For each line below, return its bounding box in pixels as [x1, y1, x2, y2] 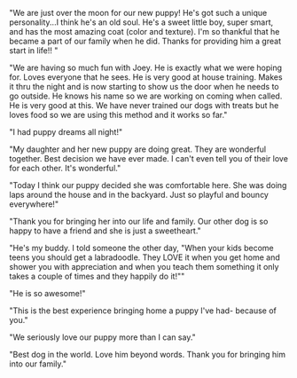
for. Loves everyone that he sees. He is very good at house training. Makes [9, 72, 283, 83]
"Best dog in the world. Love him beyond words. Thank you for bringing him [9, 350, 286, 359]
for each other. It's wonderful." [9, 163, 121, 173]
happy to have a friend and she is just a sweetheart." [9, 225, 201, 236]
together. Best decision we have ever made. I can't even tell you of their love [9, 154, 288, 163]
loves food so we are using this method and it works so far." [9, 110, 228, 120]
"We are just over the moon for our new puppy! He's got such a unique [9, 8, 268, 18]
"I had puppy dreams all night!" [9, 127, 122, 137]
